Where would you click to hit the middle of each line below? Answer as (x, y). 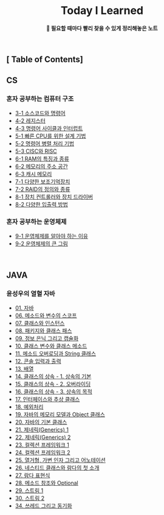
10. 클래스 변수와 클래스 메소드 (51, 346)
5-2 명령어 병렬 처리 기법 (45, 144)
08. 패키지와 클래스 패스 (43, 331)
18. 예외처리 (29, 407)
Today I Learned (102, 11)
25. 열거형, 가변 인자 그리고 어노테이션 (60, 460)
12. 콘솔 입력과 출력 (38, 361)
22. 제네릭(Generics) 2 (43, 437)
